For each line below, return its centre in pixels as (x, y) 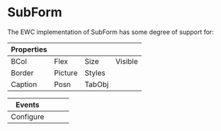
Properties (29, 49)
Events (28, 105)
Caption (24, 84)
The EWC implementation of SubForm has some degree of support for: (110, 32)
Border (22, 73)
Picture (66, 73)
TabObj (97, 84)
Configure (28, 116)
